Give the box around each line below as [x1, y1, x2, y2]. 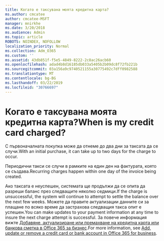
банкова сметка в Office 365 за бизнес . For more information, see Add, [5, 225, 151, 231]
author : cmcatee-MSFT [5, 16, 50, 21]
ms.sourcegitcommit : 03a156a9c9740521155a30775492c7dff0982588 [5, 67, 138, 72]
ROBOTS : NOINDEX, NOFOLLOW [5, 39, 61, 44]
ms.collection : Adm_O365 [5, 48, 56, 53]
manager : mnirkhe [5, 21, 41, 26]
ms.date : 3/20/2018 [5, 26, 45, 30]
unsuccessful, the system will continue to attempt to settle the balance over [5, 194, 159, 200]
